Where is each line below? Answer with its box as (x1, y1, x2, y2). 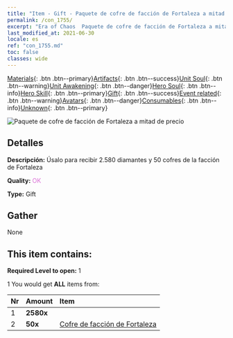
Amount (25, 296, 53, 306)
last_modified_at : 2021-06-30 (7, 29, 95, 37)
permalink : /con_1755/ (7, 17, 73, 24)
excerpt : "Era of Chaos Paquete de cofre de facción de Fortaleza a (7, 23, 213, 30)
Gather (7, 209, 38, 222)
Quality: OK (7, 176, 42, 184)
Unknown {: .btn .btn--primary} (20, 103, 108, 112)
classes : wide (7, 55, 49, 62)
